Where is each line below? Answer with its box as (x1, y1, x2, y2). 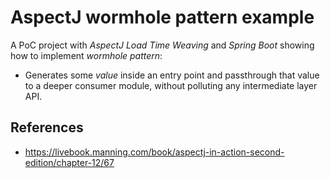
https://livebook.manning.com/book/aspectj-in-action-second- (24, 146, 285, 158)
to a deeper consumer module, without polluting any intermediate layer (24, 79, 318, 91)
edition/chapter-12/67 (24, 156, 115, 168)
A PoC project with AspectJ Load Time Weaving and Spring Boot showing (10, 39, 315, 51)
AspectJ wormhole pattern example (10, 6, 315, 29)
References (10, 119, 84, 136)
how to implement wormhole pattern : (10, 49, 163, 61)
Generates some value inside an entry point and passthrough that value (24, 69, 320, 81)
